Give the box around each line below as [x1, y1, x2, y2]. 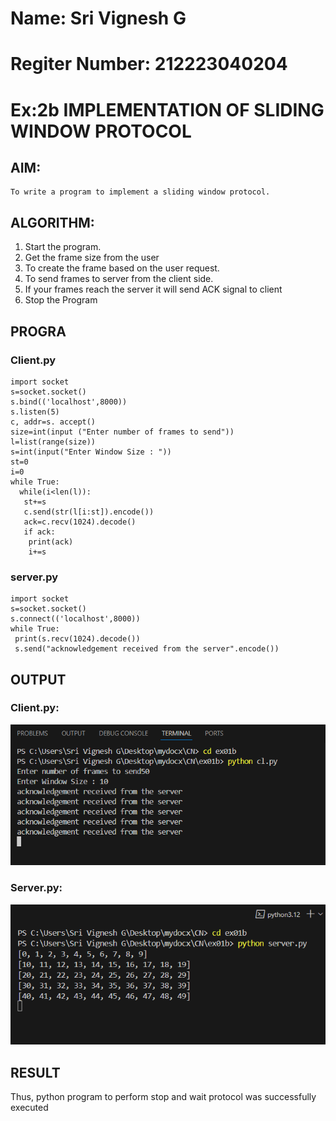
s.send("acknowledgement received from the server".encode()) [14, 644, 280, 654]
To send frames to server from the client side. [24, 273, 214, 285]
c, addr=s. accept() [10, 417, 97, 427]
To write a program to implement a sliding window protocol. [10, 187, 271, 197]
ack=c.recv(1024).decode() [23, 517, 137, 527]
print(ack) [28, 537, 74, 547]
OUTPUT [10, 671, 67, 688]
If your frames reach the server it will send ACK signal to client [24, 283, 283, 296]
